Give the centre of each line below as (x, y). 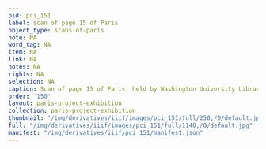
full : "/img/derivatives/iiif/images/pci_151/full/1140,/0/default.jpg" (131, 125)
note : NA (23, 37)
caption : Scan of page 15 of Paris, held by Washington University (122, 89)
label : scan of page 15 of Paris (63, 23)
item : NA (23, 52)
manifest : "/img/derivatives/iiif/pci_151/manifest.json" (106, 132)
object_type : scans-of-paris (56, 30)
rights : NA (26, 74)
